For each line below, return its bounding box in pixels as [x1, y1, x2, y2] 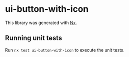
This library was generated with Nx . [5, 20, 77, 26]
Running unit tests [5, 34, 62, 42]
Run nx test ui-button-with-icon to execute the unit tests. [5, 47, 125, 53]
